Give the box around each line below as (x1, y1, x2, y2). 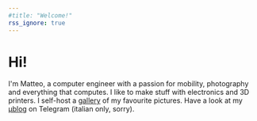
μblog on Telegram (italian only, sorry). (8, 104, 135, 114)
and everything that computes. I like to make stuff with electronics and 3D (8, 88, 250, 97)
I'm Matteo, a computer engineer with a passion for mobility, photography (8, 79, 249, 89)
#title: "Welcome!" (8, 11, 73, 20)
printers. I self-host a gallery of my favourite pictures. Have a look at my (8, 96, 244, 105)
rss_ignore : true (8, 19, 66, 27)
